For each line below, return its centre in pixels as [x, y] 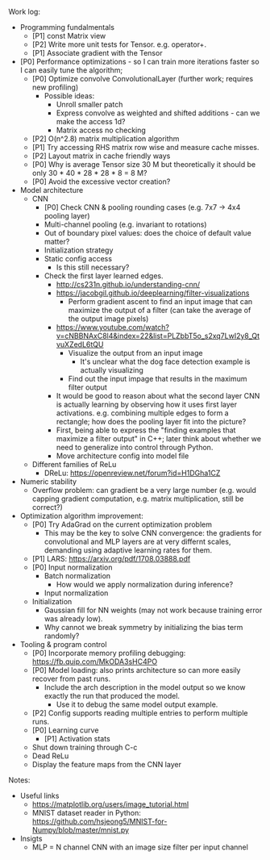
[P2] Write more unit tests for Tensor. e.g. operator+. [119, 44]
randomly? [62, 636]
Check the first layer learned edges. [104, 276]
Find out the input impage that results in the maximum [158, 379]
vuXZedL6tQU [80, 344]
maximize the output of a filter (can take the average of [160, 310]
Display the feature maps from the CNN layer [106, 764]
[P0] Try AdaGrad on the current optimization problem [122, 524]
